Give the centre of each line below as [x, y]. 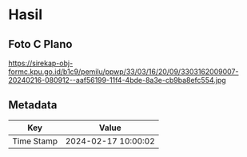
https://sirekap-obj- [41, 63]
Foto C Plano [40, 44]
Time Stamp [35, 141]
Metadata [33, 105]
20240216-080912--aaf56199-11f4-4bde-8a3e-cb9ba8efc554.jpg [117, 80]
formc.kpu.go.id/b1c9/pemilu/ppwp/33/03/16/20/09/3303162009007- [124, 72]
